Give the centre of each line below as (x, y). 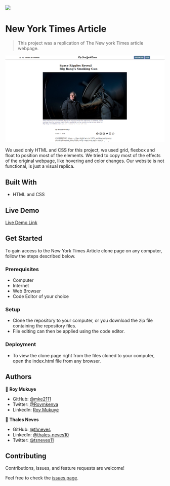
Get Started (24, 238)
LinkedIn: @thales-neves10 (41, 435)
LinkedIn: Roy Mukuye (36, 409)
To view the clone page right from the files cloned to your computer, (83, 355)
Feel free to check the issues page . (42, 478)
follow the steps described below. (40, 256)
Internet (21, 286)
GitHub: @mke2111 (32, 399)
